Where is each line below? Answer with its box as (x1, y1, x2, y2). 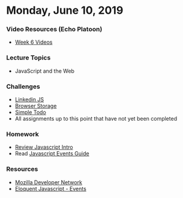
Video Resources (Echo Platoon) (6, 25, 103, 34)
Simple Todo (14, 109, 46, 116)
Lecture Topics (6, 53, 51, 62)
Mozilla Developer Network (14, 178, 83, 186)
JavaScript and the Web (14, 67, 75, 74)
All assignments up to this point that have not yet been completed (14, 115, 178, 122)
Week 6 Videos (14, 38, 53, 46)
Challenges (6, 82, 40, 91)
